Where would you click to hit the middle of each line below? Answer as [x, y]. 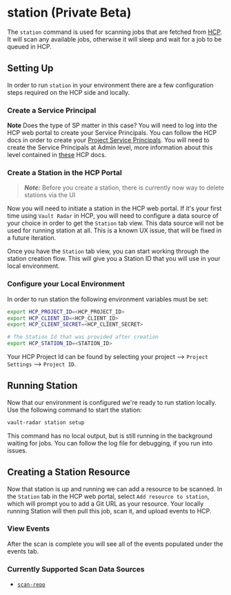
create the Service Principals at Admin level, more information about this [110, 147]
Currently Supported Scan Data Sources [76, 569]
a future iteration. [32, 238]
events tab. [23, 551]
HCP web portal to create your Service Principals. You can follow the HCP [112, 133]
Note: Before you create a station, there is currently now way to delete [124, 187]
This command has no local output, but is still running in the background [110, 436]
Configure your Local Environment [66, 284]
